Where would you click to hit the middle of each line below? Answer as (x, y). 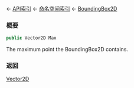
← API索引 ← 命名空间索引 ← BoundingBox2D (62, 9)
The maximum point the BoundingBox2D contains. (67, 50)
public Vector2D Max (32, 38)
